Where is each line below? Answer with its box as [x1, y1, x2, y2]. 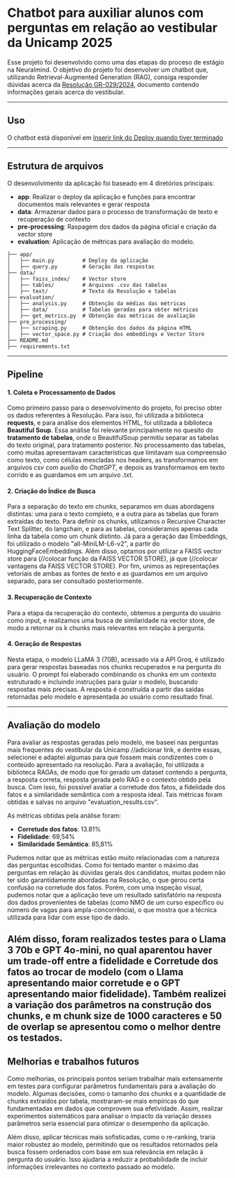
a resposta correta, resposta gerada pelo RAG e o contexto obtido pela [7, 775, 211, 784]
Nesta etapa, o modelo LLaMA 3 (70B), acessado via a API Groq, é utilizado [7, 655, 225, 664]
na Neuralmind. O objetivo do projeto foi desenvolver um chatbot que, [7, 65, 208, 74]
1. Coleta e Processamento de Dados [7, 388, 116, 396]
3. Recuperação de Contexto [7, 593, 92, 601]
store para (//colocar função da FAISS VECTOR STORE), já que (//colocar [7, 554, 218, 563]
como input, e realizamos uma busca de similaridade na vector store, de [7, 616, 215, 624]
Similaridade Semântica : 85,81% [17, 840, 113, 848]
